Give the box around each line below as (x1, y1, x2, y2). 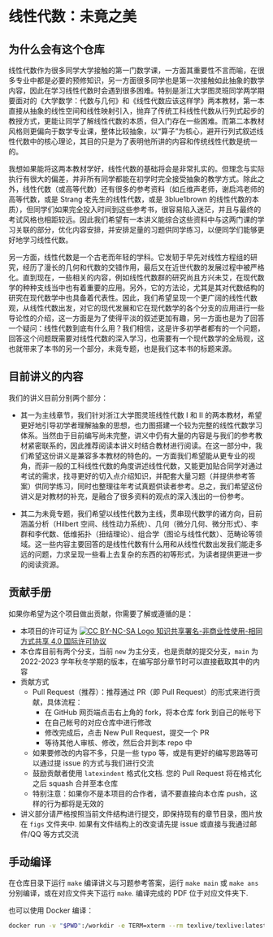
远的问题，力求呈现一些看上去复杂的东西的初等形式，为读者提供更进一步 (19, 549, 262, 559)
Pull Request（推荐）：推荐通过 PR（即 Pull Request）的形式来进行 (32, 687, 254, 696)
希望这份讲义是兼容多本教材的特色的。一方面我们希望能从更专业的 (27, 450, 249, 460)
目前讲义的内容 (8, 370, 84, 384)
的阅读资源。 (19, 559, 63, 569)
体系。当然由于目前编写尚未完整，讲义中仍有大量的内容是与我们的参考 (19, 430, 256, 440)
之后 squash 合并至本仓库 (32, 778, 119, 788)
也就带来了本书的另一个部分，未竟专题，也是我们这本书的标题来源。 (8, 344, 236, 354)
